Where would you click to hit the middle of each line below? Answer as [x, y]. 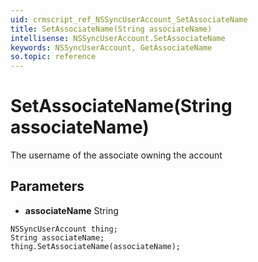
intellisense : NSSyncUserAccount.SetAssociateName [118, 38]
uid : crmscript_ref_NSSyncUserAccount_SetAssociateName [129, 19]
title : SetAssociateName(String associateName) [111, 29]
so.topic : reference [53, 57]
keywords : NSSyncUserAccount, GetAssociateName [111, 47]
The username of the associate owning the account [116, 155]
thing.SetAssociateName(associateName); [96, 246]
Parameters [47, 186]
